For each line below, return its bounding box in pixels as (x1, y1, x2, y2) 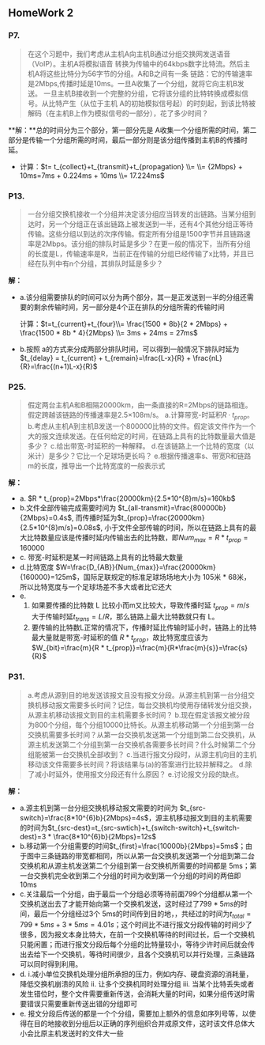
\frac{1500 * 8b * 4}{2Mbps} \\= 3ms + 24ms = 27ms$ (19, 328, 199, 337)
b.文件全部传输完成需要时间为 (19, 503, 117, 513)
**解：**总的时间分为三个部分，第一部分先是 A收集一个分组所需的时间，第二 (8, 125, 257, 134)
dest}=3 (19, 831, 47, 841)
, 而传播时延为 (71, 513, 118, 523)
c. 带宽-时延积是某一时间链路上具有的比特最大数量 (19, 552, 184, 562)
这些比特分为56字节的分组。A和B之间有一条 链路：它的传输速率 (46, 69, 253, 78)
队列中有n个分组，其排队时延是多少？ (41, 259, 164, 268)
